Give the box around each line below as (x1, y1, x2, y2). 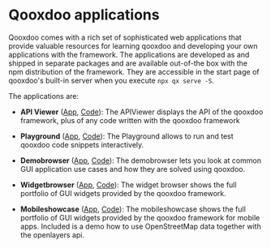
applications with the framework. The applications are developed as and (8, 49, 250, 59)
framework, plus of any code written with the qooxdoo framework (19, 115, 241, 125)
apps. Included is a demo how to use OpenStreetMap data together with (19, 221, 261, 231)
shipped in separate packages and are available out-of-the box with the (8, 58, 248, 68)
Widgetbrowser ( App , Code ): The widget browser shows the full (19, 180, 237, 190)
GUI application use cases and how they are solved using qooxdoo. (19, 164, 246, 173)
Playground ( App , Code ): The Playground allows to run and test (19, 131, 234, 141)
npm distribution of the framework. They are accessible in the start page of (8, 66, 260, 76)
